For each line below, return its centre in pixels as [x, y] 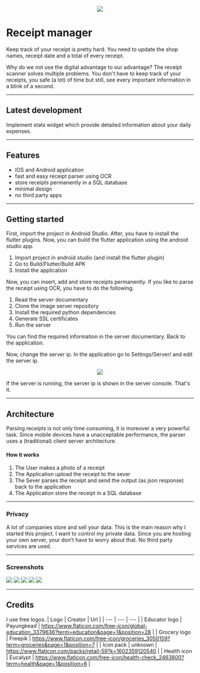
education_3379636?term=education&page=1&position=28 [79, 632]
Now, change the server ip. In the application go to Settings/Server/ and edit [99, 355]
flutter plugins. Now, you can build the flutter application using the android [97, 240]
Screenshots [25, 567]
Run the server [33, 325]
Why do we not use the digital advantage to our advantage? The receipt [94, 67]
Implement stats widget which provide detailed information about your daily [99, 124]
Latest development [44, 110]
